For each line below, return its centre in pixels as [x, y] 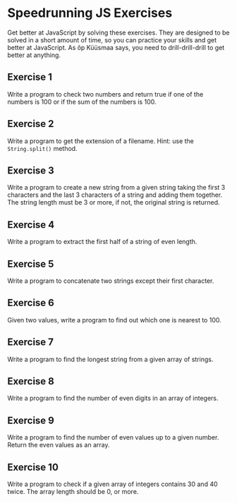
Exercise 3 [31, 170]
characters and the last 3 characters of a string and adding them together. [115, 195]
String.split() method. [42, 148]
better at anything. [34, 55]
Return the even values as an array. [59, 445]
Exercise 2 [31, 124]
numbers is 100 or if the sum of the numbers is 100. [82, 102]
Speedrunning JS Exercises [90, 13]
